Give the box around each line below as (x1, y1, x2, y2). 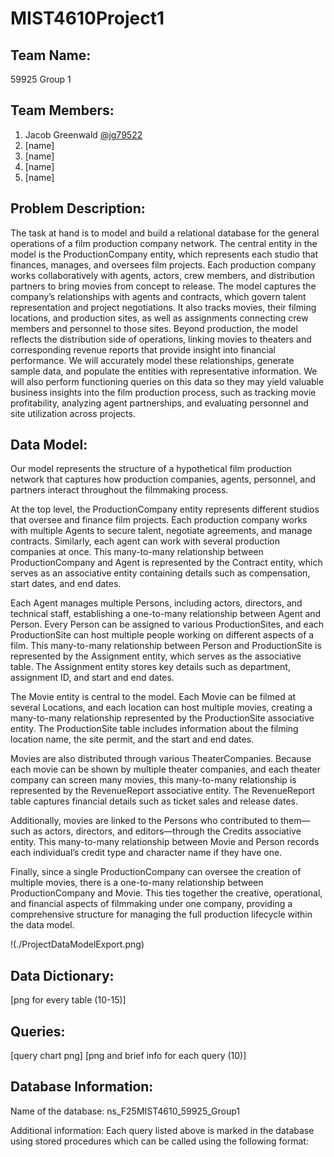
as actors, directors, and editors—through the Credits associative (32, 825, 302, 837)
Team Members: (10, 102, 115, 119)
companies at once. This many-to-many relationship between (10, 546, 264, 558)
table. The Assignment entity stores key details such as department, (10, 661, 291, 673)
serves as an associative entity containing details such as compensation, (10, 567, 311, 579)
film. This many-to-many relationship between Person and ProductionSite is (10, 640, 322, 652)
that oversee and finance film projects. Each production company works (10, 514, 308, 526)
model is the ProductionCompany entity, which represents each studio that (10, 248, 319, 260)
